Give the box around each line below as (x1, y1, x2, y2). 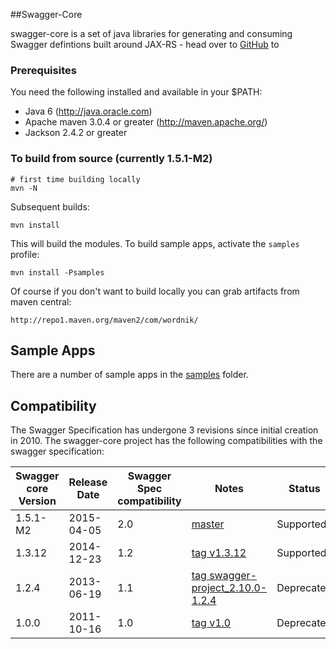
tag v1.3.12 (191, 546, 247, 560)
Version (18, 494, 57, 508)
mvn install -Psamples (10, 267, 105, 278)
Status (288, 482, 321, 496)
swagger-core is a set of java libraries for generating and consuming (10, 28, 293, 39)
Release (68, 475, 108, 489)
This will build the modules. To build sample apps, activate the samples (10, 237, 300, 249)
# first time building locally (10, 174, 141, 184)
